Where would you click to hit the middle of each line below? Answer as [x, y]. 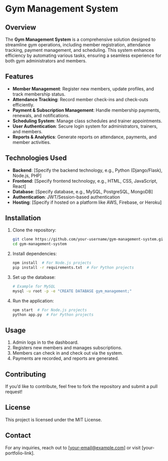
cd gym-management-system [39, 244]
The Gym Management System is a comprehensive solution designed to [80, 39]
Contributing [26, 374]
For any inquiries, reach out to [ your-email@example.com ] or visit [73, 447]
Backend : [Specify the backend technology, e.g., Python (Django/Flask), [88, 170]
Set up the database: [34, 277]
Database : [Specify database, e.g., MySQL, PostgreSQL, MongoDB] [82, 191]
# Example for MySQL [34, 286]
